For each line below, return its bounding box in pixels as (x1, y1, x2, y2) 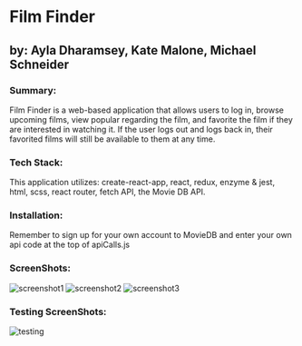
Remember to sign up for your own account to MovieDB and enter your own (9, 230, 293, 241)
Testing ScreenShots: (9, 305, 107, 318)
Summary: (9, 84, 57, 96)
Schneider (9, 56, 70, 72)
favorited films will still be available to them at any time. (9, 133, 216, 144)
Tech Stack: (9, 156, 63, 169)
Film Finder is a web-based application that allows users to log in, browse (9, 104, 284, 115)
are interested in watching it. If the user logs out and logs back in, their (9, 124, 274, 134)
